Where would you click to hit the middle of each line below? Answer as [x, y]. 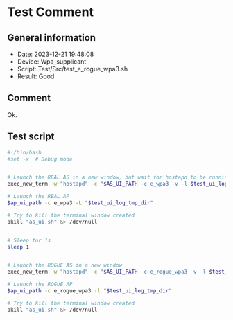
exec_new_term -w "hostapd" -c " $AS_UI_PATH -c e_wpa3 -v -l [97, 184]
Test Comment [51, 12]
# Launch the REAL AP [38, 197]
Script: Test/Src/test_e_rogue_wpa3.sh [72, 69]
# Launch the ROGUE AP [40, 285]
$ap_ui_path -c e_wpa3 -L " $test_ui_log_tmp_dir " [80, 203]
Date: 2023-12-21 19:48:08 [55, 54]
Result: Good [36, 76]
